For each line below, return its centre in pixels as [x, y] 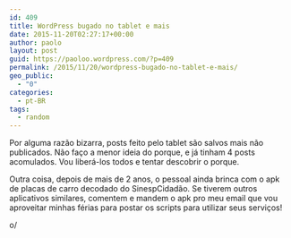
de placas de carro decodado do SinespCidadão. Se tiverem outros [133, 189]
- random [34, 117]
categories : [31, 92]
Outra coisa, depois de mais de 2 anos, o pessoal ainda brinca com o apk [145, 179]
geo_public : [31, 76]
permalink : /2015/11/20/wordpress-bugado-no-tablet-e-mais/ [124, 68]
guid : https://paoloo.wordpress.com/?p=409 [92, 59]
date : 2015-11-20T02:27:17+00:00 [72, 34]
